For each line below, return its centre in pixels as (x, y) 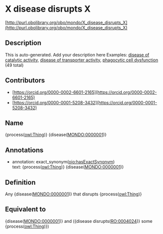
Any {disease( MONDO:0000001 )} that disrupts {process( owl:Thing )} (73, 194)
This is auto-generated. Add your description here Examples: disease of (77, 55)
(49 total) (14, 65)
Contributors (25, 81)
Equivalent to (26, 209)
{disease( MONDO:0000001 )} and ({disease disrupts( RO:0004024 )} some (79, 221)
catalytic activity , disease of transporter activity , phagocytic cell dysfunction (82, 60)
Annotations (24, 150)
